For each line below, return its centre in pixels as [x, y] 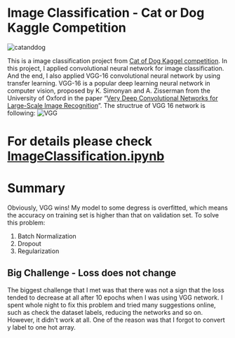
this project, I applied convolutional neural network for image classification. [116, 68]
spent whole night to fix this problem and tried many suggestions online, [112, 305]
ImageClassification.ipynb [86, 156]
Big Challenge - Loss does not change [92, 273]
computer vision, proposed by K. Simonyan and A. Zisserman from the [109, 90]
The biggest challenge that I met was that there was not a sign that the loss [116, 290]
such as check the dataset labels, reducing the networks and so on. [105, 312]
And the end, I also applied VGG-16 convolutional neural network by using [114, 76]
